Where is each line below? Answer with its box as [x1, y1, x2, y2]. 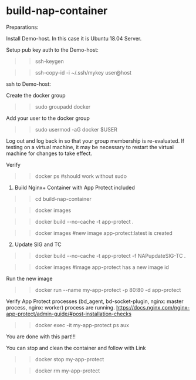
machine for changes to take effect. [6, 150, 93, 157]
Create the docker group [6, 92, 66, 99]
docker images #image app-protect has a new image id [35, 263, 169, 271]
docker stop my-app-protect [35, 355, 104, 362]
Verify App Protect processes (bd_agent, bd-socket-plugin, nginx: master [6, 298, 184, 305]
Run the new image [6, 275, 53, 282]
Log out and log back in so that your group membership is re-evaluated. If [6, 137, 185, 144]
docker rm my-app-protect [35, 367, 100, 374]
